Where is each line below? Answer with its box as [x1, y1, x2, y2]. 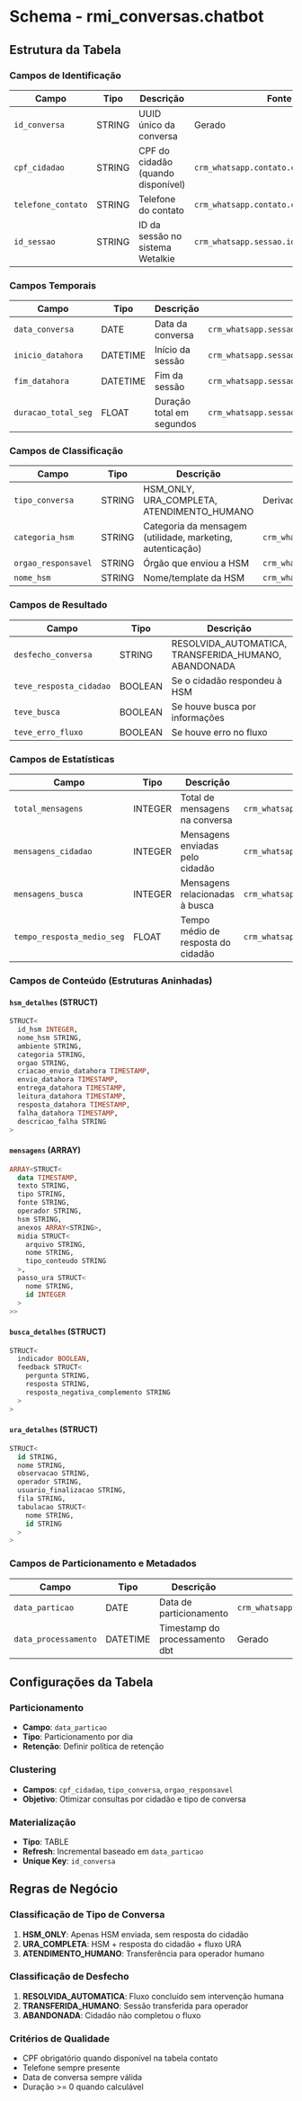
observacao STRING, [17, 1469, 91, 1478]
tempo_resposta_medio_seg [13, 932, 125, 942]
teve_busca [13, 707, 60, 717]
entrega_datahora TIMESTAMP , [17, 1083, 127, 1093]
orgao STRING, [17, 1058, 70, 1067]
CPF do [138, 144, 171, 156]
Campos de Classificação [9, 445, 124, 458]
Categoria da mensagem [143, 520, 247, 532]
